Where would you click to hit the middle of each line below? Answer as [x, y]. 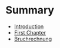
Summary [30, 10]
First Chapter [30, 32]
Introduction [29, 26]
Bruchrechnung [33, 39]
